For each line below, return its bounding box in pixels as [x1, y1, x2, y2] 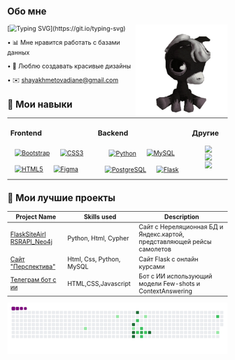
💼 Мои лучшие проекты [7, 192, 115, 204]
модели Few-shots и [138, 279, 201, 287]
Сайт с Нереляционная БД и [138, 223, 224, 231]
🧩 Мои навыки [7, 99, 73, 110]
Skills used [83, 213, 117, 221]
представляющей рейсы [138, 238, 212, 246]
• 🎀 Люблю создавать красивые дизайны [7, 62, 131, 70]
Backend [97, 129, 129, 138]
